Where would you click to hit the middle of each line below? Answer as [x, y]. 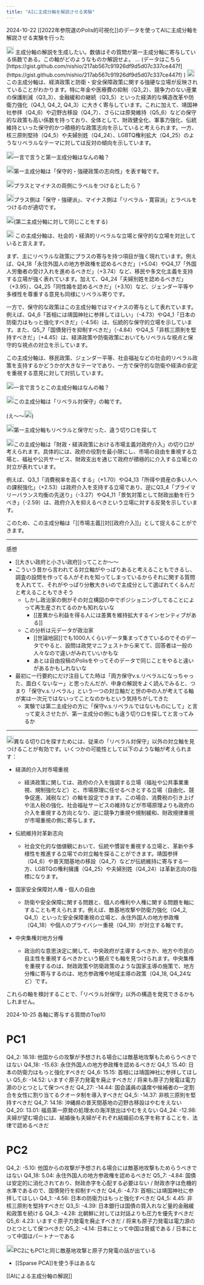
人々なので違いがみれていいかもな [76, 653]
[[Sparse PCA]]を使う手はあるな [55, 1263]
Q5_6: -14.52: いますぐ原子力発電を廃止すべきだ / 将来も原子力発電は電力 [104, 1080]
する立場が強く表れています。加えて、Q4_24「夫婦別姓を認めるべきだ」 [97, 279]
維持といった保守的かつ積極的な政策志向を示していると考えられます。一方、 [102, 127]
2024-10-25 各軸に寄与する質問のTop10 [56, 1014]
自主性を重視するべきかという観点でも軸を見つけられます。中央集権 [109, 958]
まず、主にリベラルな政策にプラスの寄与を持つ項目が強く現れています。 [96, 256]
